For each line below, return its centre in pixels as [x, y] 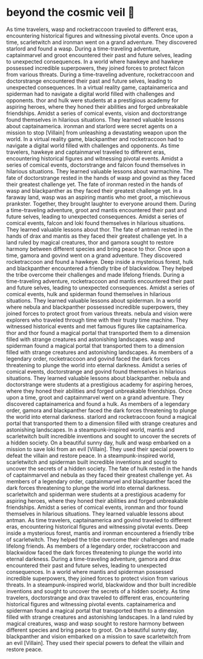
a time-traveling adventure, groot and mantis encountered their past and [96, 210]
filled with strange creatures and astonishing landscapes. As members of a [100, 352]
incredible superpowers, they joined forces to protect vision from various [97, 578]
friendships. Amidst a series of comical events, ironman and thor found [95, 507]
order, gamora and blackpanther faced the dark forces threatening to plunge [101, 410]
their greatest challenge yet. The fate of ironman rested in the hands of [95, 184]
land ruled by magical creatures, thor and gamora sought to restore [90, 242]
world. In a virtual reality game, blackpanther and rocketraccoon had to [95, 139]
